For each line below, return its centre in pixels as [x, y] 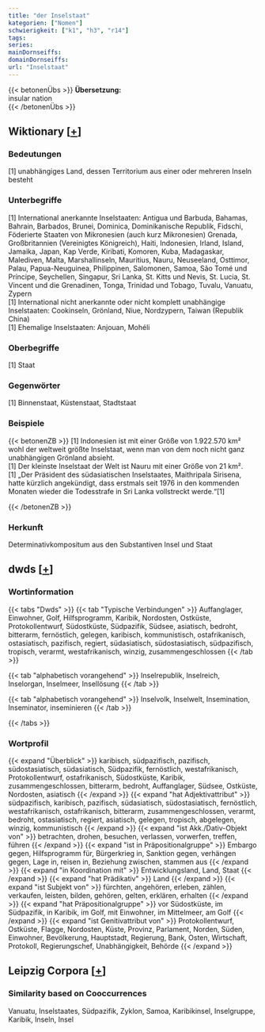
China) [19, 319]
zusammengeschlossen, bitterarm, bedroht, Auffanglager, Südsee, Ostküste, [133, 785]
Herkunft [26, 527]
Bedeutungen [35, 154]
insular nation [30, 98]
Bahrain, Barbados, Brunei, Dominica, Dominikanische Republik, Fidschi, [126, 226]
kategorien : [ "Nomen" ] [45, 23]
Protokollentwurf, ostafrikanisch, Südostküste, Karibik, [97, 777]
